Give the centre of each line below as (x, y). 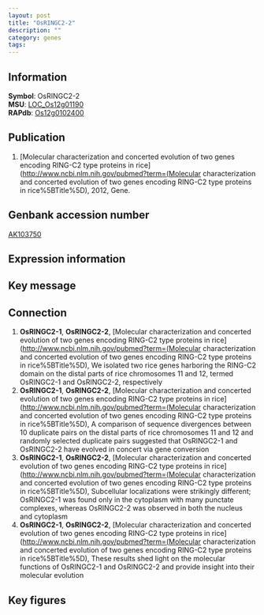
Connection (37, 313)
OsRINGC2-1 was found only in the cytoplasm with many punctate (126, 500)
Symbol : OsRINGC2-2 (44, 96)
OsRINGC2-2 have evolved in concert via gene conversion (114, 449)
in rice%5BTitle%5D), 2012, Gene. (75, 190)
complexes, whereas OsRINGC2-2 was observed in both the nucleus (131, 508)
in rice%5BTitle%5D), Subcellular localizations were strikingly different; (135, 492)
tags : (17, 45)
